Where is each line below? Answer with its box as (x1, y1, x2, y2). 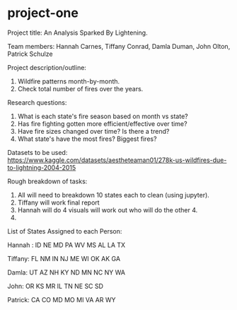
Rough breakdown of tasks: (7, 177, 88, 185)
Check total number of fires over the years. (17, 84, 144, 93)
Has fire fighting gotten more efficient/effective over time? (17, 119, 187, 128)
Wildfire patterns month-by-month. (17, 76, 120, 86)
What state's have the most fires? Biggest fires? (17, 134, 157, 143)
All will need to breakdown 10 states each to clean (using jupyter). (17, 190, 210, 199)
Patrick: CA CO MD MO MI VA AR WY (7, 295, 116, 304)
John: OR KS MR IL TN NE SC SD (7, 282, 104, 290)
